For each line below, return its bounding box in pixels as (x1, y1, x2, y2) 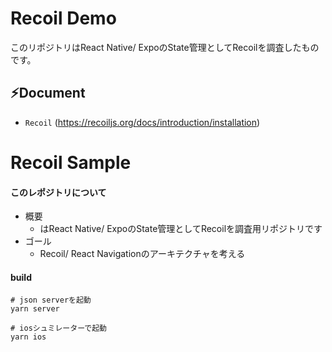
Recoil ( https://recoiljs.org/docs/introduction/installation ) (24, 116, 261, 128)
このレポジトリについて (10, 186, 107, 198)
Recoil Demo (10, 7, 117, 30)
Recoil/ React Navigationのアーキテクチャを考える (39, 248, 246, 260)
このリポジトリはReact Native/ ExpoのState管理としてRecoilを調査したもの (10, 41, 320, 53)
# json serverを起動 (10, 295, 92, 306)
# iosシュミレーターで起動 (10, 323, 107, 334)
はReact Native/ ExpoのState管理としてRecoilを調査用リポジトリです (39, 223, 323, 235)
